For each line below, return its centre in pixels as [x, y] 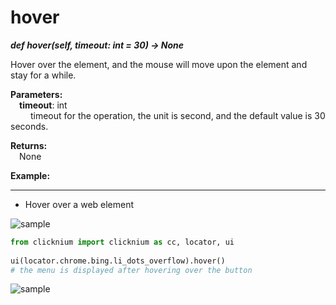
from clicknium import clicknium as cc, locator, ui [122, 242]
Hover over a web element [79, 204]
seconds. [29, 126]
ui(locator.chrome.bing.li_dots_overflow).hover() [118, 261]
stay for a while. [43, 75]
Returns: [29, 145]
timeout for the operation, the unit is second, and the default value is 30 [177, 115]
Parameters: [36, 94]
